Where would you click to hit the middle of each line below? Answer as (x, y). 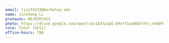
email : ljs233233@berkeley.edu (38, 10)
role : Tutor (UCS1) (26, 28)
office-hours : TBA (24, 33)
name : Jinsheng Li (24, 14)
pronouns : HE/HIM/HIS (28, 19)
